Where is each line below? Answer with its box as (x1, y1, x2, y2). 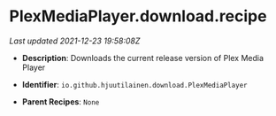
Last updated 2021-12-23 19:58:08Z (9, 35, 141, 46)
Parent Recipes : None (21, 96, 100, 107)
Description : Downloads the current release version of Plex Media (21, 52, 264, 63)
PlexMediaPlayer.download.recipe (9, 6, 267, 27)
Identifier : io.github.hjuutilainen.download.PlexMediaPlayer (21, 79, 248, 89)
